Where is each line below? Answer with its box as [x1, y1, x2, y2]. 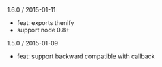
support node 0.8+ [16, 26, 70, 34]
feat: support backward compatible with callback [16, 52, 155, 60]
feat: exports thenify [16, 19, 75, 26]
